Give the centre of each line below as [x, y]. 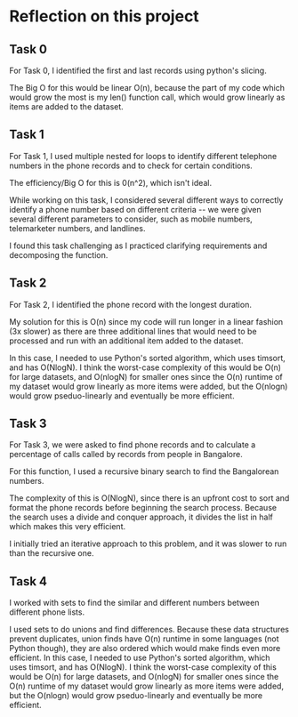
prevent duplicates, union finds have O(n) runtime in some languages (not [144, 639]
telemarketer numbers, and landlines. [77, 228]
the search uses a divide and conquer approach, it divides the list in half [141, 517]
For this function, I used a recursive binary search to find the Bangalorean [144, 471]
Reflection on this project [105, 16]
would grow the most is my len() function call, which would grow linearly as [147, 97]
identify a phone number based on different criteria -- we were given [135, 209]
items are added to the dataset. [67, 107]
